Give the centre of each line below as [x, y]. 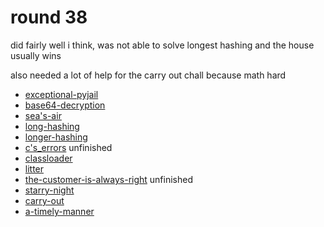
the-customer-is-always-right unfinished [108, 179]
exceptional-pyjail [61, 94]
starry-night [49, 190]
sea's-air [43, 115]
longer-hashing [56, 137]
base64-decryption [65, 105]
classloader [48, 158]
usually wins [36, 55]
